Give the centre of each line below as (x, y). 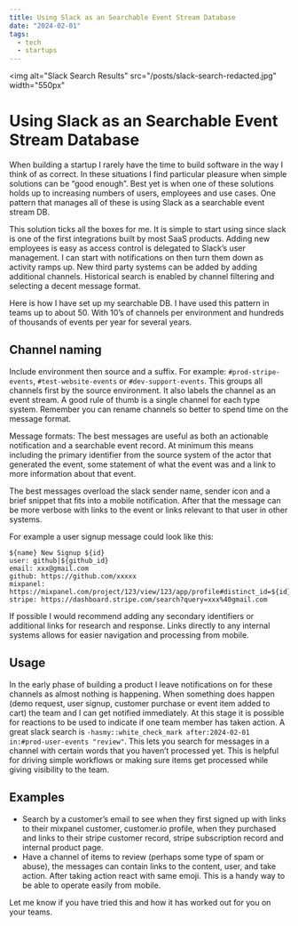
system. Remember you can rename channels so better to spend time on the (149, 409)
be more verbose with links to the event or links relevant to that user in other (149, 510)
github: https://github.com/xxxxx (73, 576)
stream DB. (30, 212)
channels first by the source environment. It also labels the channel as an (143, 390)
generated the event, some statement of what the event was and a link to (143, 464)
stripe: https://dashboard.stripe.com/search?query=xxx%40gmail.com (138, 600)
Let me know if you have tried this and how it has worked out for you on (140, 902)
